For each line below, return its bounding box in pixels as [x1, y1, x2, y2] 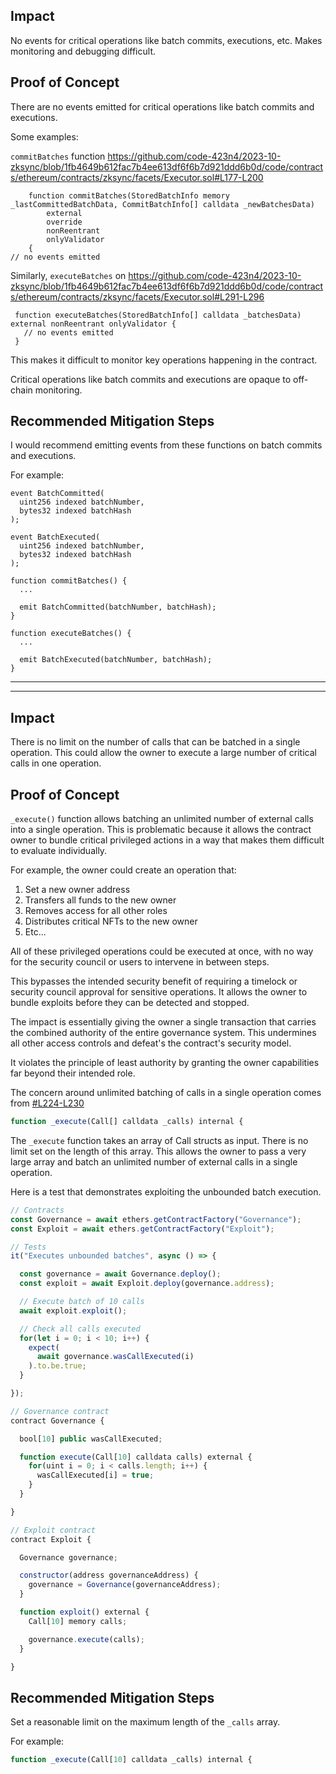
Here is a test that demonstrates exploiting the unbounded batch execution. [10, 1185, 322, 1198]
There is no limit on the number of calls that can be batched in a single [10, 736, 301, 748]
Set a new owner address [24, 884, 131, 896]
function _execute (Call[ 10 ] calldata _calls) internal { [10, 1755, 253, 1765]
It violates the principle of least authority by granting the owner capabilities [10, 1057, 320, 1069]
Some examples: [10, 130, 79, 143]
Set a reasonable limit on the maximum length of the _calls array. [10, 1716, 281, 1728]
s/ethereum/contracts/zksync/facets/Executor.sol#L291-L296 [10, 290, 265, 303]
